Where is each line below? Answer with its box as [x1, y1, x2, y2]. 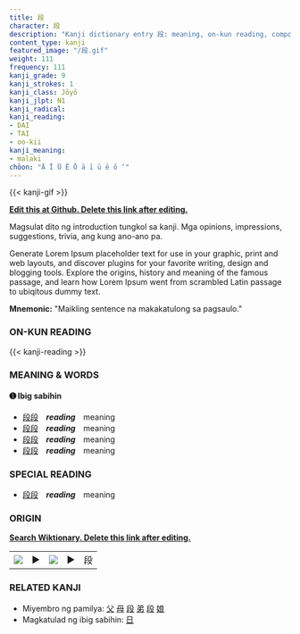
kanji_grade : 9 [9, 71, 66, 80]
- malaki [9, 154, 42, 163]
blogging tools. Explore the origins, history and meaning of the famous [9, 267, 269, 278]
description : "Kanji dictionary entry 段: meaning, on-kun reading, [9, 29, 268, 38]
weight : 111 [9, 54, 54, 63]
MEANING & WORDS [9, 368, 100, 380]
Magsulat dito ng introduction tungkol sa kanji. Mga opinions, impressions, [9, 221, 283, 232]
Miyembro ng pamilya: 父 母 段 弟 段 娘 [21, 603, 165, 613]
